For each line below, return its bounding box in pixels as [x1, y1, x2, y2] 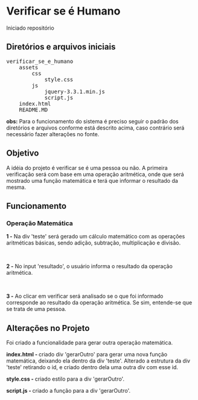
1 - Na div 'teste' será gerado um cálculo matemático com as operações [6, 233, 185, 240]
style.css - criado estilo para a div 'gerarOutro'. [6, 375, 125, 382]
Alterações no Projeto [6, 323, 90, 333]
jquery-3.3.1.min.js [44, 88, 106, 95]
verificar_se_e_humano [6, 57, 74, 65]
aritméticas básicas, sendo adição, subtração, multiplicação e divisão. [6, 239, 181, 246]
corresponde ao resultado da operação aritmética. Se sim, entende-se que [6, 299, 193, 306]
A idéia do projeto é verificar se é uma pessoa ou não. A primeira [6, 164, 168, 171]
